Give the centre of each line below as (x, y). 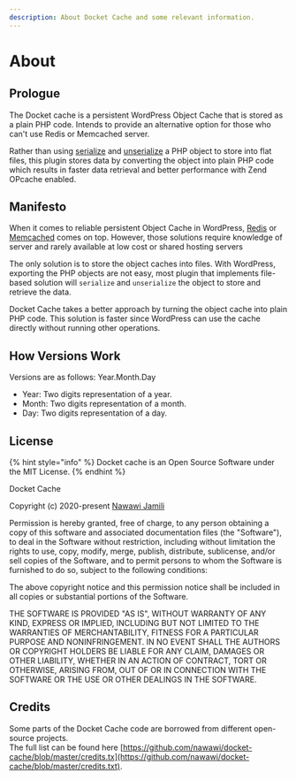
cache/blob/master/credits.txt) (65, 766)
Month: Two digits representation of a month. (104, 404)
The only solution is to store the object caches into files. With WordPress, (142, 264)
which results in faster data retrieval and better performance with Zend (138, 170)
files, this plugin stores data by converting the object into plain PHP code (141, 160)
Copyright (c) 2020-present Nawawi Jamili (87, 506)
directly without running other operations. (85, 328)
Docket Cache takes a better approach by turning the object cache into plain (148, 310)
